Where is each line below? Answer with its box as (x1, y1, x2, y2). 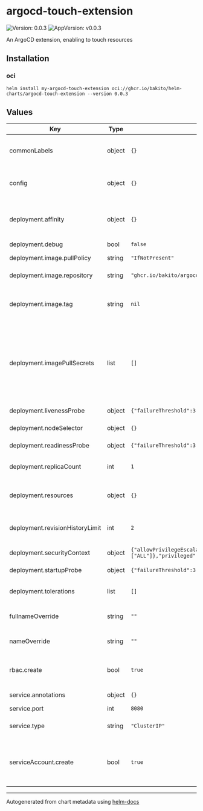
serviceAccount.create (9, 758, 74, 766)
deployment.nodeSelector (9, 424, 83, 432)
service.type (9, 721, 45, 730)
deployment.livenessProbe (9, 406, 85, 415)
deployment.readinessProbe (9, 441, 89, 450)
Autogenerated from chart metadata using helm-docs (6, 798, 140, 806)
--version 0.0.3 (87, 91, 129, 97)
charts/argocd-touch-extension (6, 91, 85, 97)
